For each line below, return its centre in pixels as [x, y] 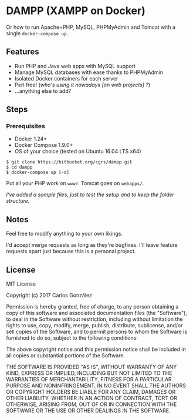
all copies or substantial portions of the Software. [65, 356]
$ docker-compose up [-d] [38, 172]
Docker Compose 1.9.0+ [44, 145]
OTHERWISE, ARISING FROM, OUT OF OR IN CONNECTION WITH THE [92, 404]
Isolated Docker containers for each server [66, 78]
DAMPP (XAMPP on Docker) [76, 11]
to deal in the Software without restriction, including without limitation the [94, 319]
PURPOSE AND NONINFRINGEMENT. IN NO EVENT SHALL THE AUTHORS [96, 386]
